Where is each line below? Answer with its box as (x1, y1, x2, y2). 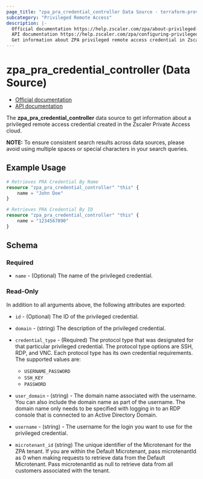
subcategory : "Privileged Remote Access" (6, 15, 112, 21)
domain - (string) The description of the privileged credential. (14, 325, 166, 332)
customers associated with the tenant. (14, 467, 111, 474)
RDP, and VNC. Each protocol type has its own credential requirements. (14, 349, 193, 356)
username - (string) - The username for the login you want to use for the (14, 423, 193, 430)
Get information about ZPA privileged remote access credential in (11, 37, 185, 43)
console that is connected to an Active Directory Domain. (14, 411, 158, 418)
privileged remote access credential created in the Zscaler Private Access (6, 121, 190, 128)
